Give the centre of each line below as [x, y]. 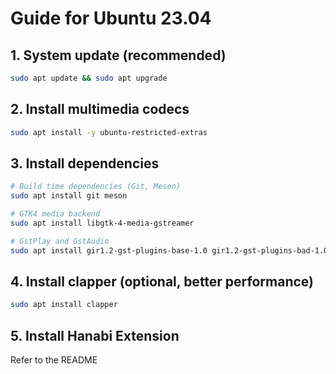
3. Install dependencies [85, 163]
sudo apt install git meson [69, 196]
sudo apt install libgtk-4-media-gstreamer [102, 223]
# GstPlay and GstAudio [60, 241]
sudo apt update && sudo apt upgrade [89, 78]
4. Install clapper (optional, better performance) [162, 282]
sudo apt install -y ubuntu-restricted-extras [109, 132]
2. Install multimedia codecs [100, 109]
